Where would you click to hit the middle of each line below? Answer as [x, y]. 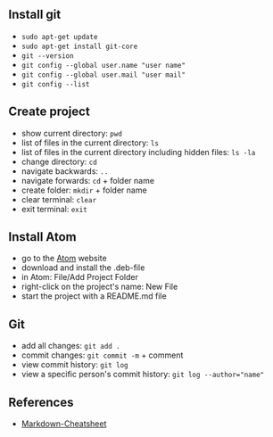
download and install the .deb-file [83, 268]
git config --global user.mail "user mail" [103, 75]
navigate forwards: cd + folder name [88, 180]
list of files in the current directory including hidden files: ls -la [138, 152]
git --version [47, 56]
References [41, 402]
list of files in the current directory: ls [90, 143]
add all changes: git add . [71, 346]
